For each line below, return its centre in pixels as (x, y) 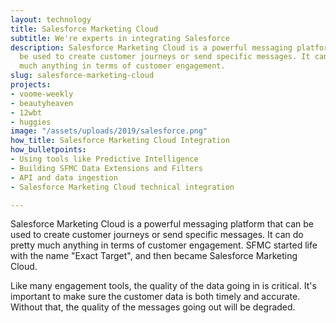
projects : (31, 85)
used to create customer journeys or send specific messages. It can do (157, 235)
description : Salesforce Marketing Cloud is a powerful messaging (151, 47)
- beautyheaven (42, 103)
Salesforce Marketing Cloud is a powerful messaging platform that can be (162, 224)
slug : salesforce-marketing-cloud (82, 76)
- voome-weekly (42, 94)
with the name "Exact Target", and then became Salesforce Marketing (154, 256)
